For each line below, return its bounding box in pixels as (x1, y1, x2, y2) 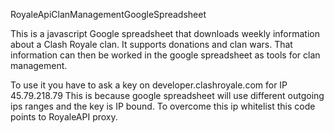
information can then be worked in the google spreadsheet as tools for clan (10, 49, 321, 61)
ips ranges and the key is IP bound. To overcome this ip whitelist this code (10, 100, 316, 112)
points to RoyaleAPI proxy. (10, 111, 118, 123)
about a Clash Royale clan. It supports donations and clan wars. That (10, 39, 293, 50)
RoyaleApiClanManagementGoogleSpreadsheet (10, 9, 207, 20)
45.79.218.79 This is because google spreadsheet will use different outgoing (10, 90, 325, 101)
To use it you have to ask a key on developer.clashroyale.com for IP (10, 79, 288, 91)
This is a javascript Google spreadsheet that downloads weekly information (10, 28, 321, 39)
